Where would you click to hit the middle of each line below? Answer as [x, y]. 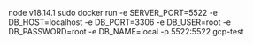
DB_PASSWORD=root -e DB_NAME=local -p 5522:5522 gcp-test [126, 31]
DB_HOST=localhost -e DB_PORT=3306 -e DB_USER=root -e [120, 22]
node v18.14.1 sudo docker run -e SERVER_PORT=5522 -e [113, 13]
